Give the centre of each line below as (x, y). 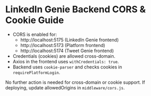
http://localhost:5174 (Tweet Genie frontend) (67, 51)
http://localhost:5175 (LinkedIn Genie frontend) (70, 40)
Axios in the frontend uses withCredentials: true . (66, 61)
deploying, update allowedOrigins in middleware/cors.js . (65, 87)
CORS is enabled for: (35, 34)
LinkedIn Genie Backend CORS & (75, 9)
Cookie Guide (35, 20)
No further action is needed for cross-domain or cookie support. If (75, 82)
